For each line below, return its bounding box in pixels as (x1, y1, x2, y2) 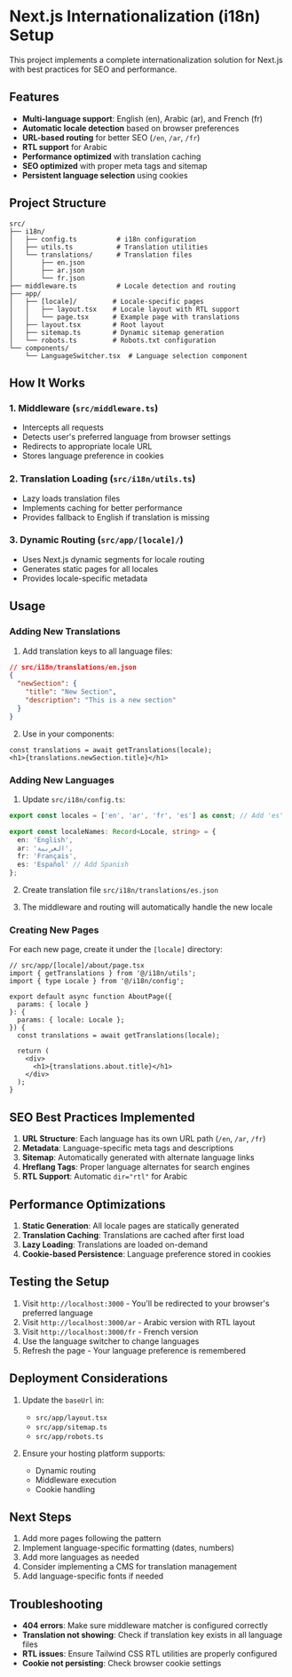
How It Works (9, 375, 86, 390)
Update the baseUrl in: (21, 1395, 105, 1405)
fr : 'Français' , (17, 852, 77, 861)
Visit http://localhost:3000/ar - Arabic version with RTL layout (21, 1316, 256, 1327)
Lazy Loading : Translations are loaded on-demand (21, 1239, 209, 1250)
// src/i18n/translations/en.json (9, 663, 138, 672)
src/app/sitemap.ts (35, 1423, 108, 1432)
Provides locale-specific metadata (21, 573, 148, 584)
